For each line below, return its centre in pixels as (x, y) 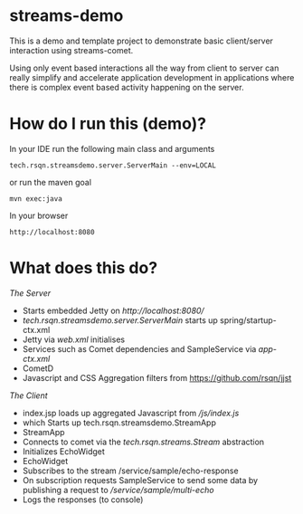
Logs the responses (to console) (83, 500)
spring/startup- (249, 320)
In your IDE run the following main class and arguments (112, 148)
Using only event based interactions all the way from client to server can (144, 68)
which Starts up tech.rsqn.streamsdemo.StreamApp (119, 423)
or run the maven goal (51, 182)
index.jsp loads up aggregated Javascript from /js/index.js (131, 413)
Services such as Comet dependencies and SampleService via (139, 348)
